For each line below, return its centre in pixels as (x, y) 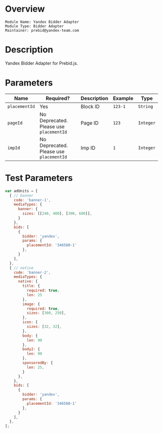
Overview (25, 9)
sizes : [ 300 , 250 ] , (46, 313)
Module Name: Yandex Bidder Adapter (42, 22)
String (146, 106)
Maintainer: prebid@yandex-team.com (42, 30)
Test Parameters (39, 178)
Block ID (90, 107)
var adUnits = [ (21, 191)
